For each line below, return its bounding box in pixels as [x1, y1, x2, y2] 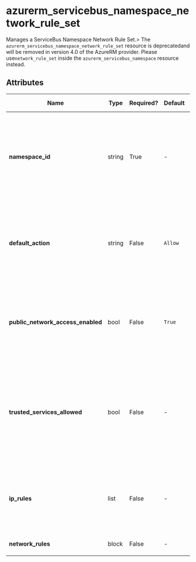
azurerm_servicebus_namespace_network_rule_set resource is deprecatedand [6, 42, 190, 49]
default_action [9, 239, 50, 247]
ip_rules [9, 494, 32, 502]
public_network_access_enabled [9, 318, 102, 326]
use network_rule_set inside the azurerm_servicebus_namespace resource [6, 54, 179, 61]
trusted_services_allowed [9, 408, 82, 416]
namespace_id [9, 152, 51, 160]
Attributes [6, 78, 44, 88]
